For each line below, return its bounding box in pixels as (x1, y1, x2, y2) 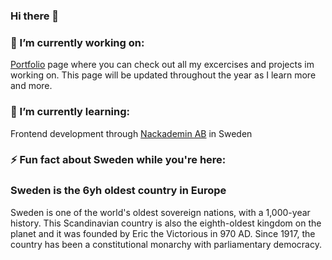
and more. (10, 80, 53, 92)
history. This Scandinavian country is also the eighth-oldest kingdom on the (10, 217, 322, 229)
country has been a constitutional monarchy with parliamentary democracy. (10, 238, 322, 250)
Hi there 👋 (10, 9, 60, 23)
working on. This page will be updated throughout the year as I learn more (10, 69, 317, 81)
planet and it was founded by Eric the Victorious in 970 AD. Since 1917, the (10, 227, 316, 239)
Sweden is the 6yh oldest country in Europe (10, 184, 227, 198)
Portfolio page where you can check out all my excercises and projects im (10, 59, 315, 71)
